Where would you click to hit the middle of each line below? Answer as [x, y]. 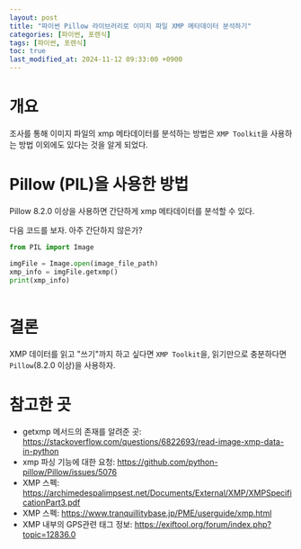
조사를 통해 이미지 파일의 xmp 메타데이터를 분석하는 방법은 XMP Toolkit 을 [139, 133]
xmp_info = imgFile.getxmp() [64, 272]
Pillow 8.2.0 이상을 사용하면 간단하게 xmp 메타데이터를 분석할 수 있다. [132, 211]
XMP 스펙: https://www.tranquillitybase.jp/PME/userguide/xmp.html [147, 513]
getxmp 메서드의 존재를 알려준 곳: [82, 432]
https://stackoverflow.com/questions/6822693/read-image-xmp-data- [153, 442]
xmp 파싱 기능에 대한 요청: [68, 462]
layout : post [34, 18]
